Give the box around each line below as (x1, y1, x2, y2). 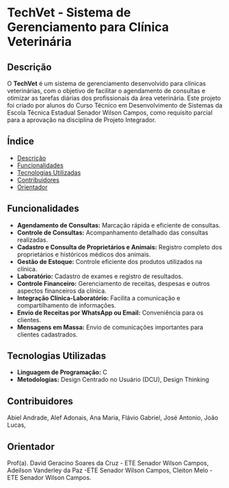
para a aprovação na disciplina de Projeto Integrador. (7, 116, 157, 124)
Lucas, (7, 421, 26, 429)
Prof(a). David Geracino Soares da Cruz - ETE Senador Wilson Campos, (7, 459, 209, 467)
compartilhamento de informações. (16, 301, 116, 309)
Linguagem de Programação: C (16, 368, 108, 376)
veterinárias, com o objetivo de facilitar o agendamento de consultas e (7, 87, 206, 95)
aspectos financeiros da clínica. (16, 286, 107, 295)
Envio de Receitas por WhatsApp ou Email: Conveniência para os (16, 308, 204, 317)
